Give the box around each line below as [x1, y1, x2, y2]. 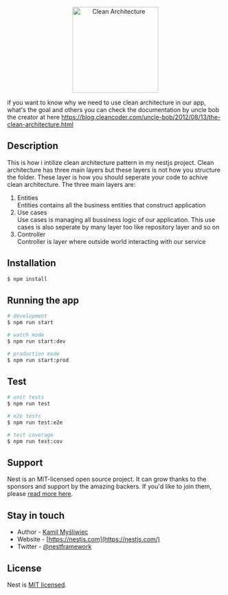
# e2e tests [7, 413, 41, 420]
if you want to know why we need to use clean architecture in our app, [7, 98, 206, 106]
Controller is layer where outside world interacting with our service [16, 237, 206, 245]
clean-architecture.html [7, 120, 74, 128]
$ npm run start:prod [7, 357, 69, 363]
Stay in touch [7, 509, 65, 521]
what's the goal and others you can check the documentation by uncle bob [7, 106, 220, 113]
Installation [7, 258, 56, 269]
